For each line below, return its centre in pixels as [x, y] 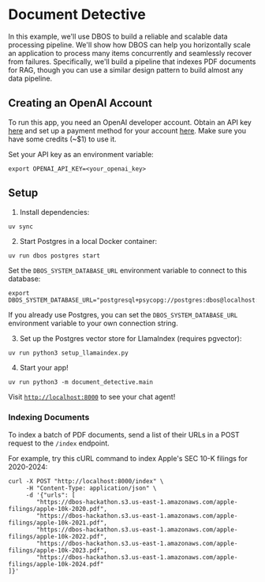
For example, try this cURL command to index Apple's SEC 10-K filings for [128, 458]
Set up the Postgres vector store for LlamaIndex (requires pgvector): [131, 339]
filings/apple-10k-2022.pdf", [58, 536]
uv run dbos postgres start [54, 255]
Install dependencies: [54, 212]
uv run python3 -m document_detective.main [81, 382]
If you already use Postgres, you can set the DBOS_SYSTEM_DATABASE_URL [123, 315]
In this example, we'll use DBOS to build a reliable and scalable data [118, 36]
